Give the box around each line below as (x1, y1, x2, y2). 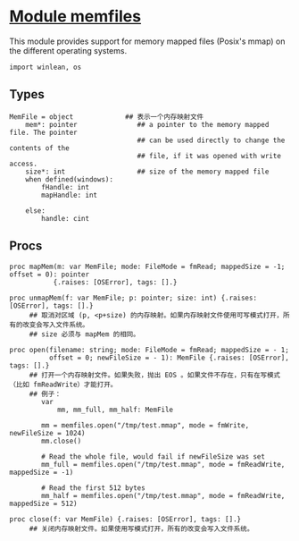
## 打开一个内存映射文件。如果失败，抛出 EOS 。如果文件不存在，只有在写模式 (29, 370, 281, 379)
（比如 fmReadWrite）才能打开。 (9, 380, 118, 389)
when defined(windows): (25, 174, 114, 184)
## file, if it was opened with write (137, 151, 281, 160)
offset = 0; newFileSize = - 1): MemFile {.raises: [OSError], (48, 353, 290, 362)
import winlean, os (9, 63, 82, 72)
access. (9, 159, 38, 168)
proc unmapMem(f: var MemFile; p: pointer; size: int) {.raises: (9, 293, 257, 302)
